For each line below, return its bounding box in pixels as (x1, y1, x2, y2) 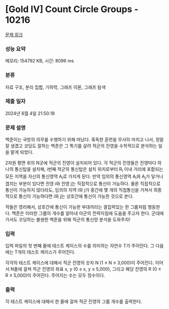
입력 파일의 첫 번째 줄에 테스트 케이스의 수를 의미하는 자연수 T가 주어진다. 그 (5, 243, 155, 249)
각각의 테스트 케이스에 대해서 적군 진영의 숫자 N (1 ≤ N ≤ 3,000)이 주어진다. (5, 260, 154, 266)
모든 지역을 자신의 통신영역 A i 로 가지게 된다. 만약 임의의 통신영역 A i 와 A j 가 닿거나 (5, 173, 163, 180)
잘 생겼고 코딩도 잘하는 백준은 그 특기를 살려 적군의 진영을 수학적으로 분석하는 (5, 143, 157, 149)
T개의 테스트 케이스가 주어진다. (14, 249, 76, 255)
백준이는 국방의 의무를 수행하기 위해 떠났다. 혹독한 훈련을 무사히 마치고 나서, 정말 (5, 137, 164, 143)
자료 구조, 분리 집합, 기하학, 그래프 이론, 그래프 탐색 (5, 84, 106, 90)
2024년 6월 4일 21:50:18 (5, 110, 55, 116)
